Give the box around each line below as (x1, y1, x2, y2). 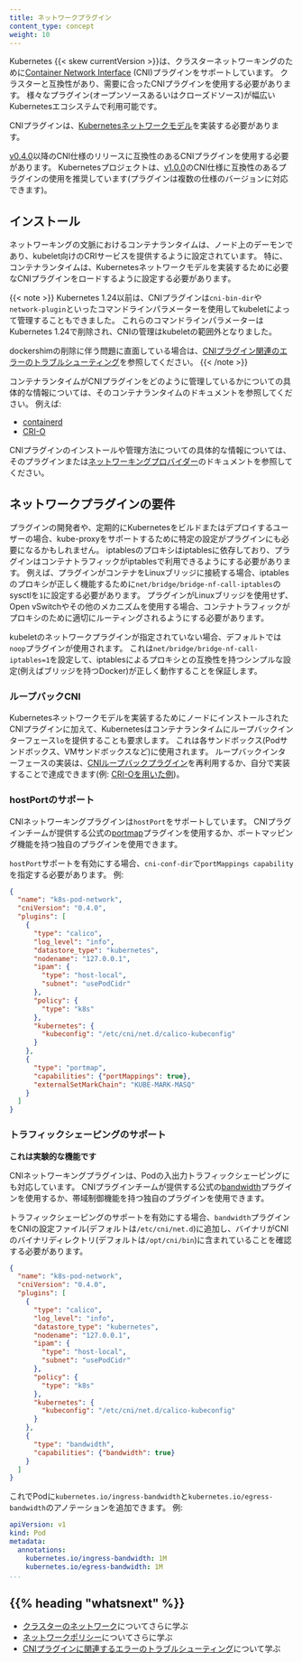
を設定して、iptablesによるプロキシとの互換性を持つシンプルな (49, 654, 284, 665)
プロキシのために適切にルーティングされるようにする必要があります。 (9, 612, 269, 623)
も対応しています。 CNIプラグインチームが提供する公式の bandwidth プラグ (9, 1181, 286, 1192)
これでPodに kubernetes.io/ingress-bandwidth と (9, 1491, 189, 1502)
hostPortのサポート (9, 794, 95, 807)
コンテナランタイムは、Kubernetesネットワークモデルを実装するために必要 (9, 262, 289, 273)
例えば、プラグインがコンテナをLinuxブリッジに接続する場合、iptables (26, 567, 290, 578)
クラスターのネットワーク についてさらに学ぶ (22, 1620, 189, 1631)
